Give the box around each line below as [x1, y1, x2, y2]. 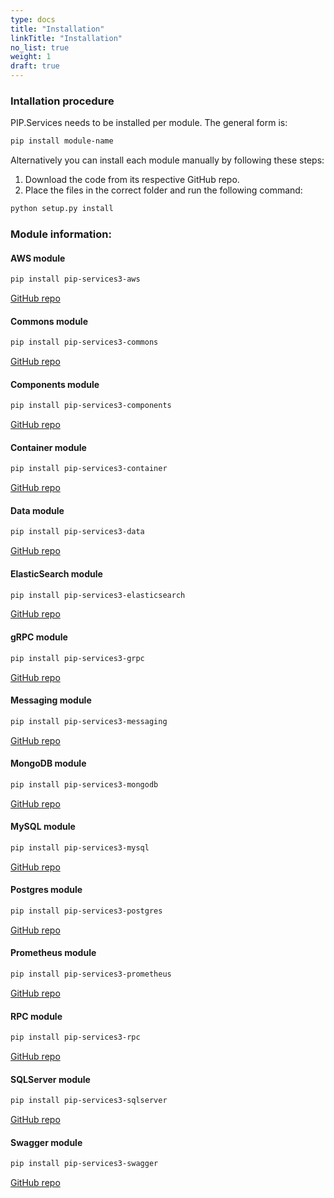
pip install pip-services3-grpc [10, 653, 145, 663]
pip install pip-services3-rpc [10, 1032, 141, 1043]
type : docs [10, 14, 56, 25]
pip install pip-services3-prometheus [10, 969, 172, 980]
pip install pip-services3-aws [10, 274, 141, 285]
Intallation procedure [10, 94, 115, 108]
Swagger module [10, 1136, 83, 1148]
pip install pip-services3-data [10, 527, 145, 537]
